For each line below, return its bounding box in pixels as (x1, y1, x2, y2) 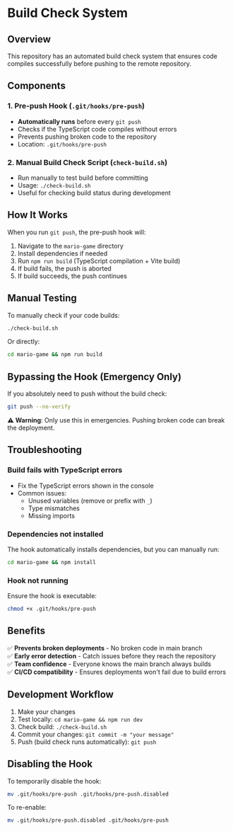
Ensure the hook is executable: (7, 592, 97, 600)
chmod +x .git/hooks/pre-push (7, 605, 97, 613)
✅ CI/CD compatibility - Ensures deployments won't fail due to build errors (7, 667, 227, 676)
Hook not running (7, 575, 68, 585)
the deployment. (7, 423, 55, 432)
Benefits (7, 625, 46, 637)
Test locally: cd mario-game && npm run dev (17, 715, 143, 723)
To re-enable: (7, 803, 47, 812)
